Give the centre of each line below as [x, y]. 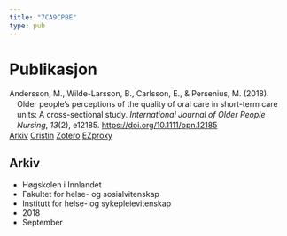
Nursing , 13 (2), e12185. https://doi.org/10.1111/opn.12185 [117, 126]
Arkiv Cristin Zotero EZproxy [61, 135]
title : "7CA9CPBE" [43, 17]
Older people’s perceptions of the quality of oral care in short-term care [147, 104]
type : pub [27, 26]
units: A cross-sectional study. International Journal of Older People [141, 115]
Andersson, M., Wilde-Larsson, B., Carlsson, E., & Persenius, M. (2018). [139, 94]
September [43, 222]
